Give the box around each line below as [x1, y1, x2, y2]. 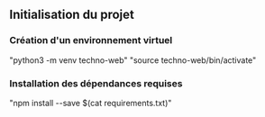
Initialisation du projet [9, 7, 135, 22]
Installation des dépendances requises [9, 76, 183, 89]
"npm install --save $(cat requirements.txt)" [9, 97, 172, 108]
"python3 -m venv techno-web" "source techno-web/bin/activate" [9, 54, 257, 66]
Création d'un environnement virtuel [9, 34, 173, 47]
